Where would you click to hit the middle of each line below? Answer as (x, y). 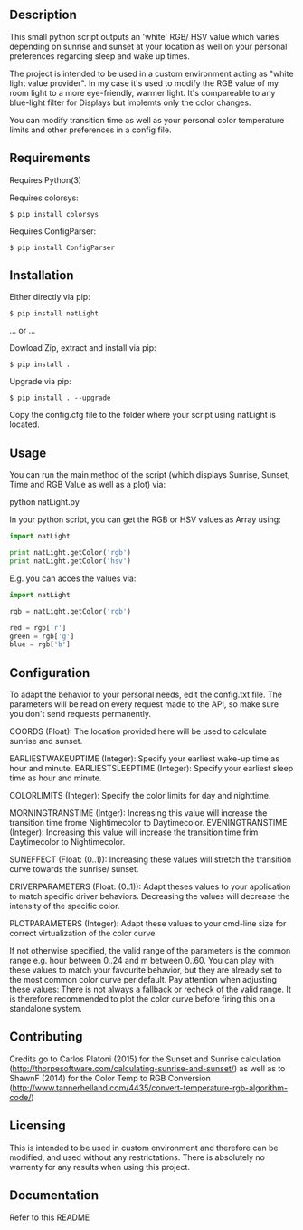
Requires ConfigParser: (53, 231)
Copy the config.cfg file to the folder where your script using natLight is (142, 415)
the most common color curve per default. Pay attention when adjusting (143, 980)
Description (43, 15)
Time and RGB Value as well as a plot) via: (87, 485)
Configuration (50, 673)
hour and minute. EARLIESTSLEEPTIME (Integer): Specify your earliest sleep (151, 769)
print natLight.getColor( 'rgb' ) (70, 553)
